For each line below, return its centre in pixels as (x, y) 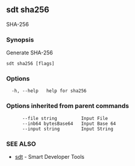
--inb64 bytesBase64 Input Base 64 (69, 124)
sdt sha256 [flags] (30, 64)
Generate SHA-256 (30, 53)
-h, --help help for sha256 (49, 91)
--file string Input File (65, 118)
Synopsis (20, 39)
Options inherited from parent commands (68, 106)
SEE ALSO (21, 144)
